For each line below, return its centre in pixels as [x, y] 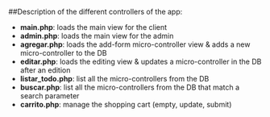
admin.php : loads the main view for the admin [97, 36]
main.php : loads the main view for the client [93, 27]
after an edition [45, 70]
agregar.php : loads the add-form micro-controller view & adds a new [135, 44]
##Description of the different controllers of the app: [96, 12]
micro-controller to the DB [63, 53]
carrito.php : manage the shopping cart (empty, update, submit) [126, 104]
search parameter [50, 96]
